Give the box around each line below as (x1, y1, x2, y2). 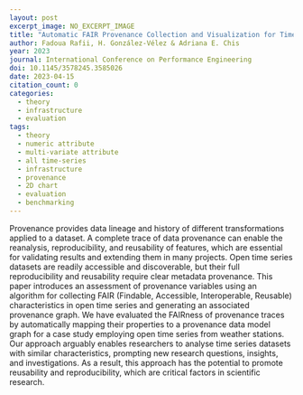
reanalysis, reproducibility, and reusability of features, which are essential (9, 241, 283, 253)
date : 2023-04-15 (9, 72, 75, 81)
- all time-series (17, 155, 87, 165)
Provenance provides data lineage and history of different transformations (9, 222, 285, 233)
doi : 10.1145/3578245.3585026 (9, 64, 124, 73)
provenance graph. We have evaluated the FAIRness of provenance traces (9, 309, 285, 320)
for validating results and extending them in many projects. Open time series (9, 251, 293, 262)
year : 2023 (9, 47, 50, 56)
